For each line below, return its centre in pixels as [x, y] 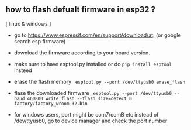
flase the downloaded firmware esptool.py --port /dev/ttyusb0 [93, 93]
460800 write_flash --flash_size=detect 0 [79, 98]
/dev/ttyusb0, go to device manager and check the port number [91, 121]
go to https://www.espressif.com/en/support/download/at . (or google [98, 35]
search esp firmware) [40, 41]
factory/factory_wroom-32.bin [51, 104]
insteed [23, 70]
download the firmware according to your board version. [82, 53]
